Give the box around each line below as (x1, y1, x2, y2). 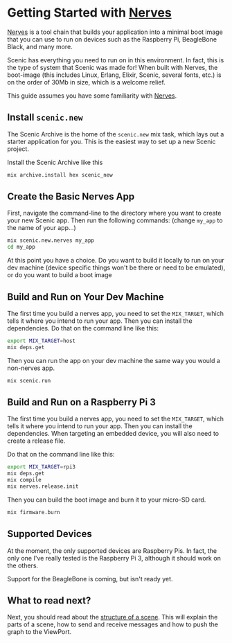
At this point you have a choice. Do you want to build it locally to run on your (7, 256, 225, 265)
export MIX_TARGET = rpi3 (7, 464, 76, 470)
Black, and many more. (7, 42, 73, 51)
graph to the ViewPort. (7, 628, 72, 636)
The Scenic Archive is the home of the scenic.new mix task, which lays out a (7, 130, 224, 138)
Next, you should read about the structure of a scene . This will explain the (7, 613, 218, 622)
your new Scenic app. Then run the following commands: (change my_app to (7, 216, 223, 224)
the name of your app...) (7, 224, 76, 232)
